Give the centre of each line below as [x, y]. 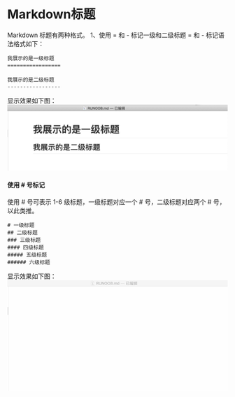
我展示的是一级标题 [31, 58]
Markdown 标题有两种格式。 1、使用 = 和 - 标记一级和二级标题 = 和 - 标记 [113, 35]
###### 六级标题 [29, 262]
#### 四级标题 [26, 247]
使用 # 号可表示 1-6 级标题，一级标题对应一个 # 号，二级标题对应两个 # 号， [116, 202]
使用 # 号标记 [26, 185]
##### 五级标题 [27, 255]
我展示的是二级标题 [31, 80]
